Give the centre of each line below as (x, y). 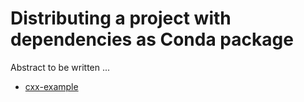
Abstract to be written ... (60, 67)
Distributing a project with (121, 18)
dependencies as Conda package (152, 39)
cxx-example (51, 86)
